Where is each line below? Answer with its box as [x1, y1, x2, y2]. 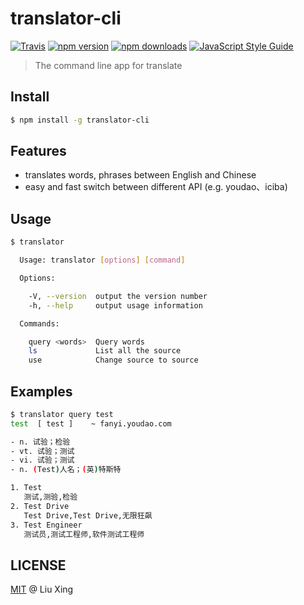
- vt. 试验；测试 [10, 446, 75, 456]
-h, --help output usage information [28, 300, 203, 311]
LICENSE [10, 557, 67, 574]
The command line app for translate [34, 59, 183, 71]
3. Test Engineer [10, 520, 83, 530]
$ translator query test [10, 409, 114, 419]
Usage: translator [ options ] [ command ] [19, 255, 186, 266]
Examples [10, 383, 73, 400]
